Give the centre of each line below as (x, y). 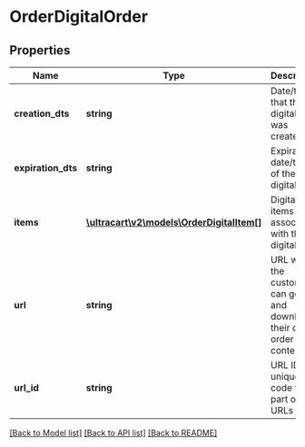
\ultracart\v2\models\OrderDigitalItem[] (174, 222)
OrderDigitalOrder (79, 17)
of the (284, 174)
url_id (26, 388)
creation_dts (42, 113)
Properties (40, 50)
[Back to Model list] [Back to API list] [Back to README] (113, 433)
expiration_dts (46, 168)
